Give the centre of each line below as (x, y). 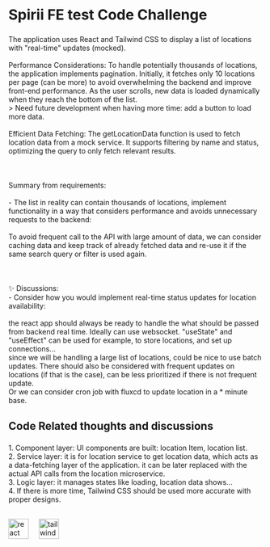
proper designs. (35, 499)
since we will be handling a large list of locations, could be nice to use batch (135, 358)
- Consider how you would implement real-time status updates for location (133, 297)
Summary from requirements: (57, 185)
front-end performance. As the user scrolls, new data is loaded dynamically (134, 91)
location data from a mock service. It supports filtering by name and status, (134, 142)
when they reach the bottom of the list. (73, 99)
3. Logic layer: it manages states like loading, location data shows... (120, 482)
